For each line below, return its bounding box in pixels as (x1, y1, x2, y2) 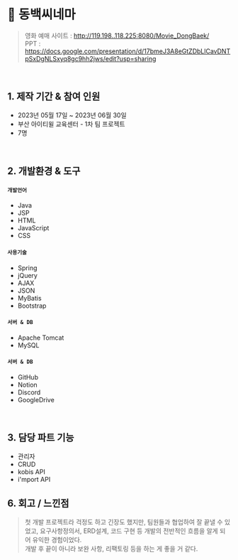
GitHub (17, 372, 39, 381)
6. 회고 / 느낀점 (7, 497, 69, 510)
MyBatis (17, 294, 42, 302)
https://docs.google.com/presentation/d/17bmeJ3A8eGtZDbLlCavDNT (24, 47, 231, 55)
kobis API (17, 467, 46, 476)
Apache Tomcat (17, 333, 64, 342)
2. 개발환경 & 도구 (7, 165, 81, 178)
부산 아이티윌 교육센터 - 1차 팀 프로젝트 (17, 119, 125, 128)
